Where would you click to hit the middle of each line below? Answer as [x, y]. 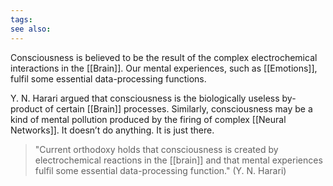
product [26, 108]
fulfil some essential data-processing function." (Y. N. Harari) [160, 170]
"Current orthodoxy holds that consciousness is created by [156, 149]
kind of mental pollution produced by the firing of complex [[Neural [148, 119]
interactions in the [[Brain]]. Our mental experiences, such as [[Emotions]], [164, 68]
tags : [21, 19]
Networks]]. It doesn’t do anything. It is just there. [112, 130]
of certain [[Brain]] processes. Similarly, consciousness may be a [178, 108]
